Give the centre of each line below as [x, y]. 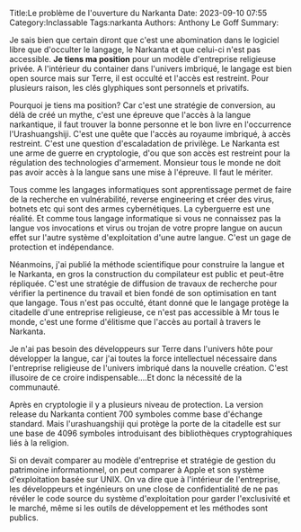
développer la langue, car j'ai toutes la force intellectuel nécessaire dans [143, 358]
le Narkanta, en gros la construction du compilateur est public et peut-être [147, 274]
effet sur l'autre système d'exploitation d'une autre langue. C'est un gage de [150, 237]
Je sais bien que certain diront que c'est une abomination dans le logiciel [145, 40]
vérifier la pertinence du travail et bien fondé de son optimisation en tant [143, 293]
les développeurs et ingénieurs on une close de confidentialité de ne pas [144, 489]
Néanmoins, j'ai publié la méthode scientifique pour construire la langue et [147, 264]
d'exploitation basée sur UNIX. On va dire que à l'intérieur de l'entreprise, [145, 479]
